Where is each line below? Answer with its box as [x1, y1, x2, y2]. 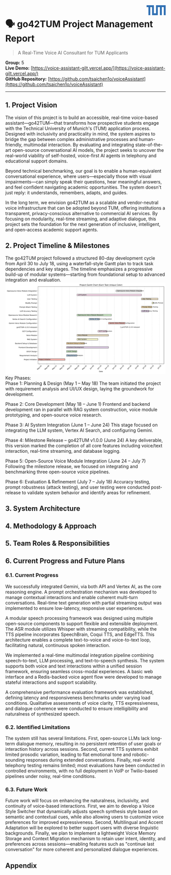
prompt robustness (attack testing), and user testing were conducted [5, 484, 150, 490]
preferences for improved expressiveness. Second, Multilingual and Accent [5, 819, 163, 825]
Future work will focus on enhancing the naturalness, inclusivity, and [5, 797, 149, 804]
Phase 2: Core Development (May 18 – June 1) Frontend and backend [5, 401, 150, 407]
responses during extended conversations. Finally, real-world [26, 757, 155, 763]
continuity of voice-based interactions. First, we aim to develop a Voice [5, 803, 155, 809]
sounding [5, 757, 25, 763]
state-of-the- [135, 142, 163, 148]
